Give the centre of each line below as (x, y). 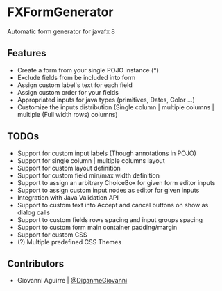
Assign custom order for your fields (68, 92)
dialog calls (34, 212)
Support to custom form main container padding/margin (97, 227)
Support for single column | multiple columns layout (91, 160)
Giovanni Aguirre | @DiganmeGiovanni (72, 281)
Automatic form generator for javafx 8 (61, 31)
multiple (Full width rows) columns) (67, 114)
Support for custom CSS (52, 235)
